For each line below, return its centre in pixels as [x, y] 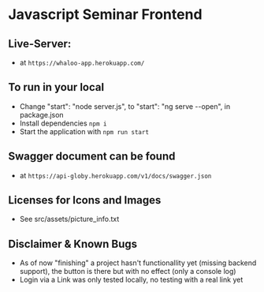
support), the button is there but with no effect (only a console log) [128, 271]
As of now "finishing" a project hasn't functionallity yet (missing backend [138, 263]
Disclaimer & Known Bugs [73, 243]
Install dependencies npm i [63, 123]
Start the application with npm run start [84, 131]
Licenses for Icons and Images [85, 200]
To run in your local [56, 87]
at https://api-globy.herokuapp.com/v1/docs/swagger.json [115, 175]
